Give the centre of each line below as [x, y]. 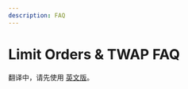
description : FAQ [37, 15]
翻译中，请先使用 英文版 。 [51, 77]
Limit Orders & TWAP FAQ [94, 54]
